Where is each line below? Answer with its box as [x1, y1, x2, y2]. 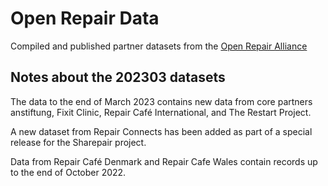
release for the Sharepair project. [10, 136, 147, 148]
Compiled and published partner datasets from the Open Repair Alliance [10, 40, 308, 52]
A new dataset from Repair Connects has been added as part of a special [10, 125, 313, 137]
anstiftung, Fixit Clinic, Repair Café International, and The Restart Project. [10, 106, 312, 118]
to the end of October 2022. [10, 166, 127, 178]
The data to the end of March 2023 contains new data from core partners [10, 95, 313, 107]
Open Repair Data [10, 7, 160, 30]
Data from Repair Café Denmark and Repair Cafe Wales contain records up [10, 155, 318, 167]
